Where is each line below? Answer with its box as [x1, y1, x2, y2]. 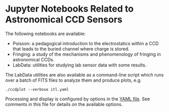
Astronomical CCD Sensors [5, 14, 123, 25]
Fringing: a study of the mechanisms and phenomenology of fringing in [12, 51, 161, 57]
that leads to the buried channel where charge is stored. [12, 46, 130, 52]
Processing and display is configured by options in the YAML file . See [5, 96, 150, 102]
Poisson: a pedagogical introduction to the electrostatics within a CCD [12, 40, 159, 46]
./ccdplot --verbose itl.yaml [5, 87, 69, 92]
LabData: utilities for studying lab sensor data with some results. [12, 62, 147, 68]
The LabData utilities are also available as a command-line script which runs [5, 71, 164, 78]
